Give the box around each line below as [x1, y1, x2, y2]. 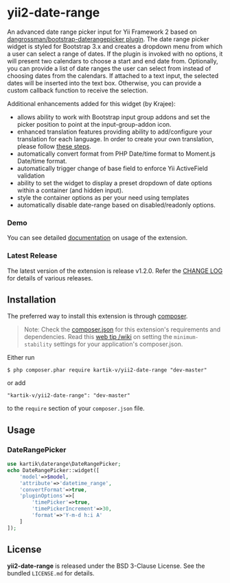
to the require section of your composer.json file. [7, 405, 146, 413]
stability [23, 341, 53, 349]
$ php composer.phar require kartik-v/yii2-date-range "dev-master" [7, 367, 207, 374]
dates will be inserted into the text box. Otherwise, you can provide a [7, 79, 202, 87]
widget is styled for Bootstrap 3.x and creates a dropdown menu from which [7, 42, 223, 50]
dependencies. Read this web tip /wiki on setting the [23, 333, 173, 341]
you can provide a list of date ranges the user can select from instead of [7, 64, 211, 72]
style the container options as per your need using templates [16, 193, 189, 201]
